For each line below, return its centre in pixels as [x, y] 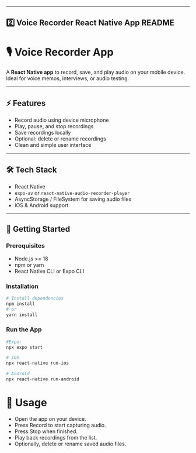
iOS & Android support [41, 205]
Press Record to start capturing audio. [60, 425]
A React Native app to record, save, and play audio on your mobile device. [96, 72]
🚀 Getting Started [38, 229]
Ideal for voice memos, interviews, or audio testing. [68, 78]
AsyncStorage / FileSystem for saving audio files [73, 199]
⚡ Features [26, 103]
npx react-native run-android [43, 379]
